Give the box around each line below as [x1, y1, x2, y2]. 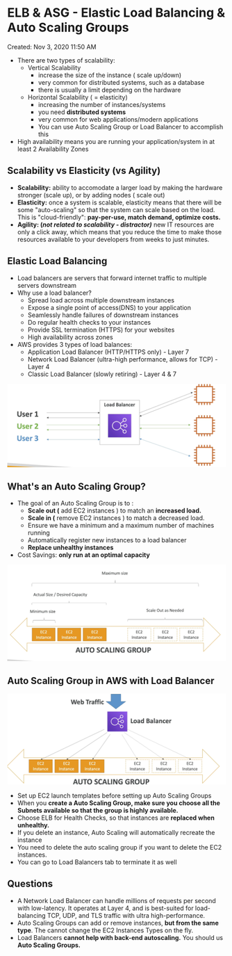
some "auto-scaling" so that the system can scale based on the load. [17, 205, 215, 213]
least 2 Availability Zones [17, 145, 89, 153]
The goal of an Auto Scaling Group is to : [17, 499, 134, 508]
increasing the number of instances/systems [38, 100, 166, 108]
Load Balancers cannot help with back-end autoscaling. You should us [17, 933, 224, 941]
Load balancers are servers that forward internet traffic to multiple [17, 273, 207, 282]
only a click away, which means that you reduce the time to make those [17, 227, 222, 236]
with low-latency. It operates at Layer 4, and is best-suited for [17, 904, 194, 912]
